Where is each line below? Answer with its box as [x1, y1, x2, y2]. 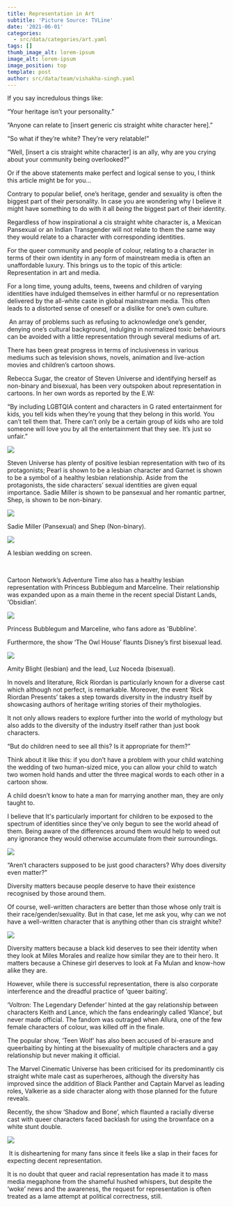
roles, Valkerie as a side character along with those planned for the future [7, 1087, 218, 1096]
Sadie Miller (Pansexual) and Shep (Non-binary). [7, 522, 146, 531]
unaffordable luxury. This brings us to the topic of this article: [7, 261, 182, 270]
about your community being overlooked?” [7, 155, 130, 164]
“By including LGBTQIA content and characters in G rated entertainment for [7, 403, 223, 411]
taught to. [7, 799, 35, 807]
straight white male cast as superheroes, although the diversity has [7, 1072, 200, 1080]
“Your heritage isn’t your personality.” [7, 107, 115, 116]
